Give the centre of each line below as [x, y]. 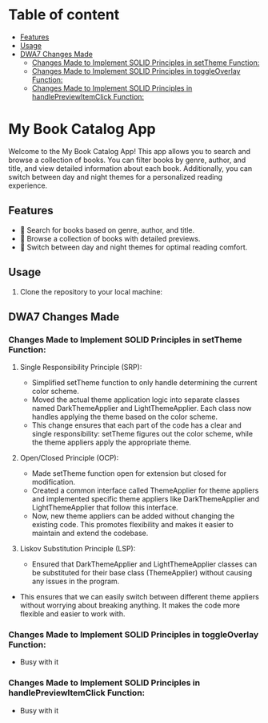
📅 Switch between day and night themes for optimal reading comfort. [134, 247]
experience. [28, 185]
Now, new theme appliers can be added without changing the [133, 516]
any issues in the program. [76, 581]
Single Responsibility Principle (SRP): [81, 368]
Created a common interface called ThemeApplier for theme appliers [145, 490]
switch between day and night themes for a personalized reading [115, 177]
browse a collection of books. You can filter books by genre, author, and [127, 160]
